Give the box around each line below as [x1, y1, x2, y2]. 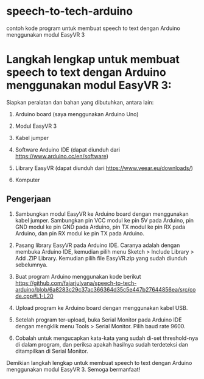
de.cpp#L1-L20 [15, 292, 54, 300]
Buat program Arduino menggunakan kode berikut [15, 273, 141, 280]
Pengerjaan [6, 194, 51, 204]
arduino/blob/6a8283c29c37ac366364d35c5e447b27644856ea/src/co [15, 285, 196, 293]
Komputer [15, 176, 41, 183]
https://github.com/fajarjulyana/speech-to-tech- [15, 279, 137, 287]
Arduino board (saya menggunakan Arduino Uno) [15, 110, 139, 117]
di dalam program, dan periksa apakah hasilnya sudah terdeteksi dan [15, 340, 189, 348]
